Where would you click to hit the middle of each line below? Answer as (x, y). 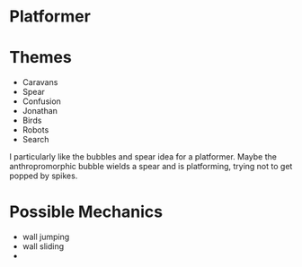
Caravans (40, 82)
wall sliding (43, 246)
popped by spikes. (44, 176)
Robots (36, 130)
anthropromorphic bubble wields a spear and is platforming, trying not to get (151, 167)
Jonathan (40, 111)
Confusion (41, 101)
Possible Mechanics (86, 212)
